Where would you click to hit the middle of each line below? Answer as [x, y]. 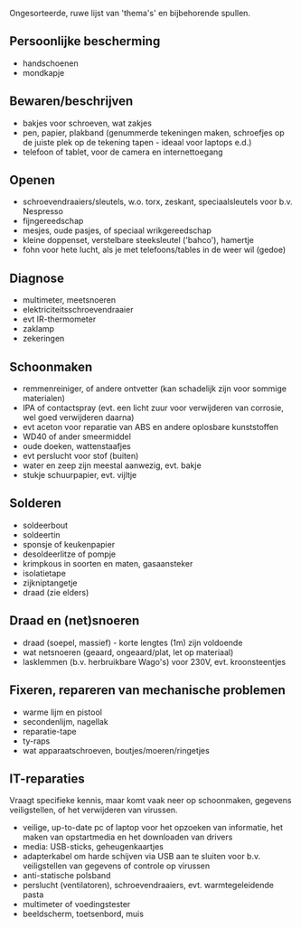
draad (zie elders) [56, 592]
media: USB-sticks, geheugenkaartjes [93, 847]
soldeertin [41, 534]
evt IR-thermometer [59, 319]
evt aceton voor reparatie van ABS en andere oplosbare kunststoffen [150, 427]
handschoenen [50, 63]
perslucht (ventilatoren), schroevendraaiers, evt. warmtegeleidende [148, 886]
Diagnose [37, 278]
